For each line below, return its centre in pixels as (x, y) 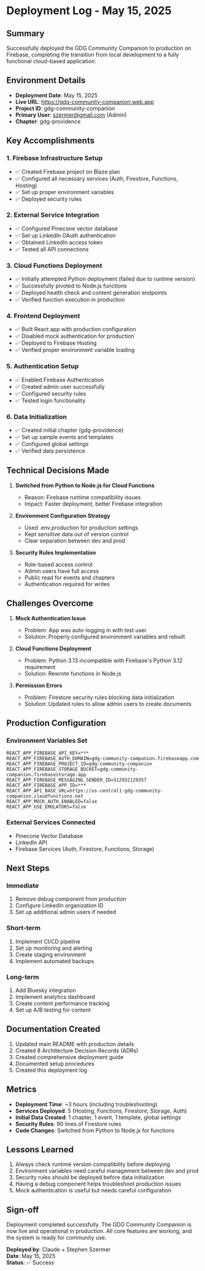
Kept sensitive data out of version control (76, 534)
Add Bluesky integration (46, 990)
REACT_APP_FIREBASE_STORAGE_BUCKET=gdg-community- (72, 769)
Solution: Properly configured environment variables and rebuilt (105, 636)
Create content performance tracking (62, 1003)
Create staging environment (50, 954)
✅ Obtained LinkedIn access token (59, 242)
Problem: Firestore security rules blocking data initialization (99, 697)
